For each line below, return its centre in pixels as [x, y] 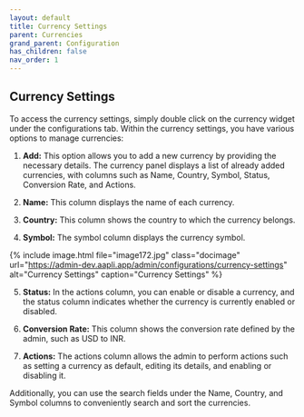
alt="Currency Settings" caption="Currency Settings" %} [116, 274]
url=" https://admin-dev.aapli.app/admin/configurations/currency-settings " [148, 264]
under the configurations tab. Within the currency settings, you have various [152, 128]
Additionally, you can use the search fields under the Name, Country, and [147, 392]
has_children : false [49, 52]
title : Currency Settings [58, 26]
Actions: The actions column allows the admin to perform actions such [155, 356]
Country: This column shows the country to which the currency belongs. [159, 220]
